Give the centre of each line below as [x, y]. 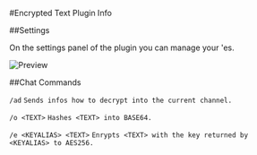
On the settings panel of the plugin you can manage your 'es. [122, 47]
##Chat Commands [45, 82]
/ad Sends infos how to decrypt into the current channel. [121, 100]
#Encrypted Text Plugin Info [60, 13]
